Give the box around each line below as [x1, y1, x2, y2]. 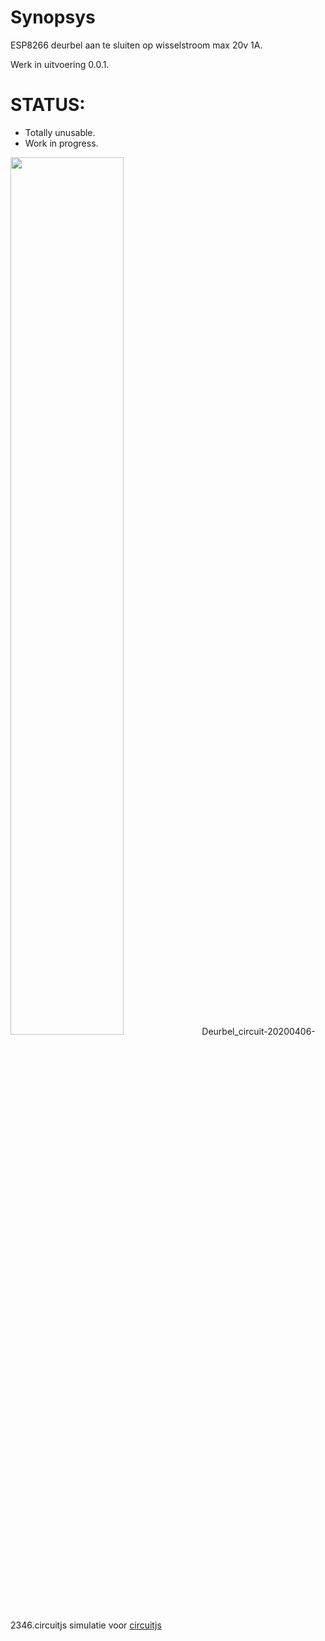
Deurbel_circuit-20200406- [201, 1025, 316, 1037]
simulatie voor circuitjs [69, 1619, 162, 1631]
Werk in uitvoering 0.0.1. [10, 58, 110, 70]
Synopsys [10, 6, 96, 29]
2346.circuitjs [10, 1619, 68, 1631]
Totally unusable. [24, 126, 96, 138]
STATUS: [10, 94, 86, 116]
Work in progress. [24, 137, 99, 149]
